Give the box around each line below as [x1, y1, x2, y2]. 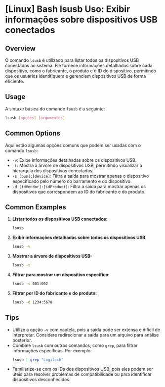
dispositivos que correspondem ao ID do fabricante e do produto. [12, 189, 146, 194]
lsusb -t [12, 263, 31, 268]
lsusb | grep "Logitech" [12, 357, 64, 362]
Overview [5, 44, 36, 52]
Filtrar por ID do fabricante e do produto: [12, 290, 97, 296]
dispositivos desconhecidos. [12, 377, 71, 383]
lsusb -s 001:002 [12, 281, 48, 286]
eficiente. [5, 78, 25, 84]
